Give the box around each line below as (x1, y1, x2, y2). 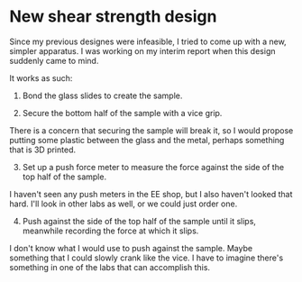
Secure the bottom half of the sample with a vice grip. (22, 107, 223, 118)
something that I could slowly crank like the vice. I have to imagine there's (9, 252, 284, 263)
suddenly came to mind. (9, 55, 99, 66)
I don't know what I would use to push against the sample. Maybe (9, 242, 253, 253)
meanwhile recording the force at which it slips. (22, 225, 199, 236)
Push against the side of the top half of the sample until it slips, (22, 215, 257, 226)
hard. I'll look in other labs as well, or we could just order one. (9, 198, 238, 209)
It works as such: (9, 72, 73, 83)
